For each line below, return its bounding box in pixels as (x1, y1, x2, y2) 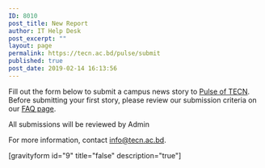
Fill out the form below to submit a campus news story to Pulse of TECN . (8, 86, 250, 96)
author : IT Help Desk (8, 27, 82, 35)
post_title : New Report (8, 19, 89, 27)
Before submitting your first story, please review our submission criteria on (8, 94, 257, 105)
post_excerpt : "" (8, 34, 67, 43)
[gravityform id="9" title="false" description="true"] (8, 150, 182, 160)
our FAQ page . (8, 103, 57, 113)
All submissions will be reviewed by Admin (8, 119, 149, 129)
